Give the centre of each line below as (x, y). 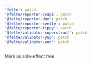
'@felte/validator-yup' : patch (37, 38)
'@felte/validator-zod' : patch (37, 42)
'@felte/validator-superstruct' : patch (46, 33)
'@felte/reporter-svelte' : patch (39, 24)
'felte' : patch (20, 10)
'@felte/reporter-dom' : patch (36, 19)
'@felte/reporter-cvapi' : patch (38, 14)
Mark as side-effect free (30, 56)
